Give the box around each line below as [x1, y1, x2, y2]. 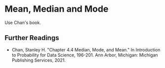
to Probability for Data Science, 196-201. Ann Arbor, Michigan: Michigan [11, 52, 159, 58]
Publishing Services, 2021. [11, 57, 66, 63]
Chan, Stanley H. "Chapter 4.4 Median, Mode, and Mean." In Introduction [11, 46, 161, 52]
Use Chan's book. [4, 20, 41, 25]
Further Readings [4, 34, 59, 42]
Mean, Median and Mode [4, 3, 109, 15]
